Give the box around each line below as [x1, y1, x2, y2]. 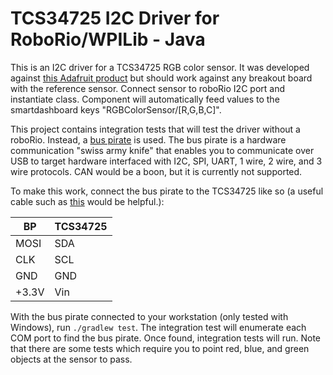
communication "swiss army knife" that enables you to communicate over [10, 144, 315, 156]
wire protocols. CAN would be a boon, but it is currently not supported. [10, 165, 303, 177]
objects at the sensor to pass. [10, 353, 133, 365]
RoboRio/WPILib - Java [10, 28, 206, 51]
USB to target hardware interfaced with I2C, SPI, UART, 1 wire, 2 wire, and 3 [10, 155, 323, 167]
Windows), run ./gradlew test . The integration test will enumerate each [10, 321, 307, 333]
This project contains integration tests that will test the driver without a [10, 123, 301, 135]
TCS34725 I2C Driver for [10, 7, 220, 30]
